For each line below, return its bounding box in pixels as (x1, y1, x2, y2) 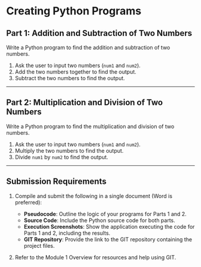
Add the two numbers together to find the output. (14, 68, 136, 75)
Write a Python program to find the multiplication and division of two (6, 123, 175, 130)
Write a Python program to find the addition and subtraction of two (6, 44, 170, 51)
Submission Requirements (6, 177, 106, 187)
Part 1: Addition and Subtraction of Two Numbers (6, 28, 193, 38)
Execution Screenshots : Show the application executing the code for (23, 223, 195, 230)
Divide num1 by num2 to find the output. (14, 153, 109, 160)
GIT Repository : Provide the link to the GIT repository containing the (23, 235, 193, 243)
